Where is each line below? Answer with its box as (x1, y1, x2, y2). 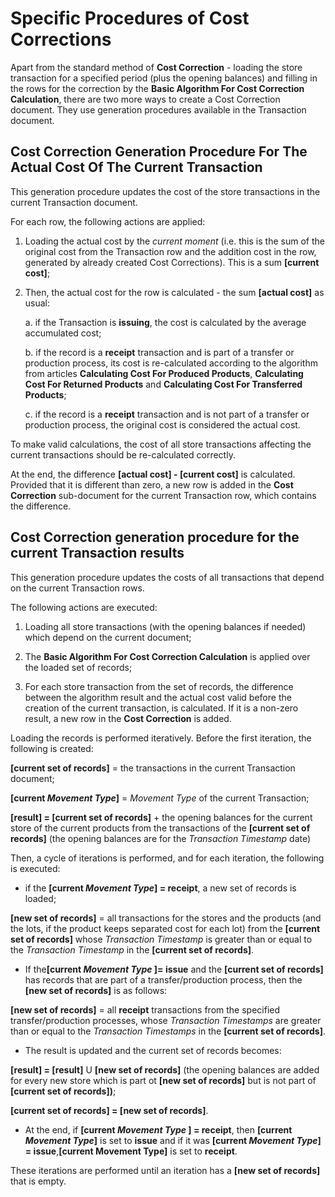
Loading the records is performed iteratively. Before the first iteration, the (10, 732, 312, 744)
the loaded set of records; (24, 661, 133, 673)
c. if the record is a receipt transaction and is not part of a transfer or (24, 408, 310, 420)
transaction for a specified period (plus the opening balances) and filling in (10, 72, 318, 84)
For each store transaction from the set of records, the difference (24, 680, 294, 692)
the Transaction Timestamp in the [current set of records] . (10, 943, 255, 956)
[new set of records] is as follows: (24, 984, 168, 996)
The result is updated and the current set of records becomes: (24, 1044, 282, 1056)
